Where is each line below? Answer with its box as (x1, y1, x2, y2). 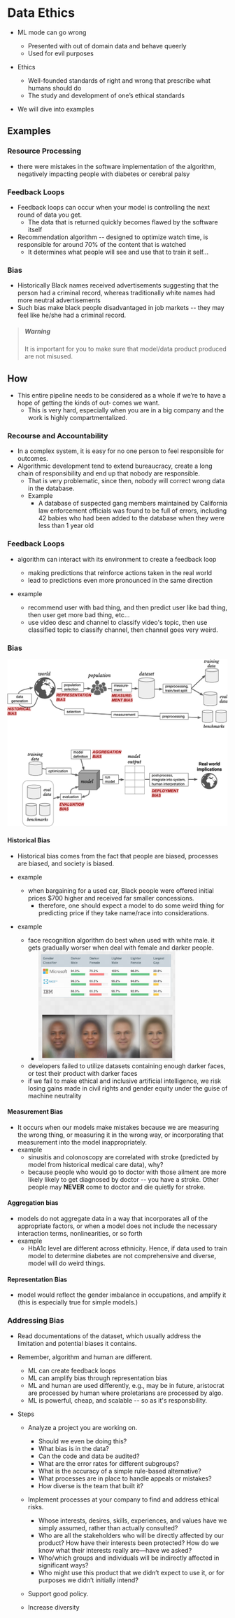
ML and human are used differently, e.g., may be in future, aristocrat (27, 1381, 225, 1389)
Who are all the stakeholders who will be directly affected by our (38, 1531, 225, 1539)
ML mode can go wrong (17, 28, 87, 36)
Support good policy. (27, 1589, 89, 1598)
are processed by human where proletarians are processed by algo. (27, 1389, 224, 1397)
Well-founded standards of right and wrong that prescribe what (27, 76, 211, 85)
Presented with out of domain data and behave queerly (27, 41, 187, 50)
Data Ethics (7, 5, 76, 21)
